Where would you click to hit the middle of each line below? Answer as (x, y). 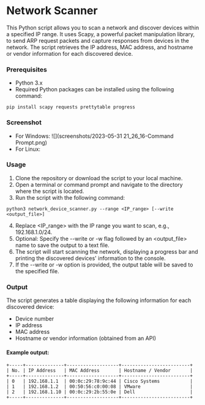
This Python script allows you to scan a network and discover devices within (103, 28)
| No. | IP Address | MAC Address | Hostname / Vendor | (99, 371)
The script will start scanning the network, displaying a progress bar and (106, 251)
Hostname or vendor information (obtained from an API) (85, 338)
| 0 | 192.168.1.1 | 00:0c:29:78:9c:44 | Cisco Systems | (99, 381)
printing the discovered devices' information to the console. (91, 258)
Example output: (28, 352)
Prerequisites (27, 69)
